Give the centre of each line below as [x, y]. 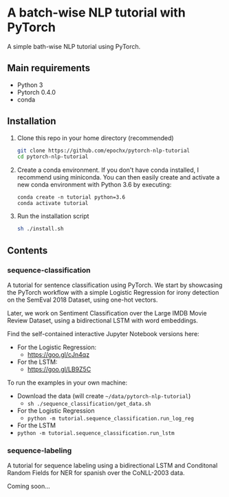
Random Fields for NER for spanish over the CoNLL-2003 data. [96, 473]
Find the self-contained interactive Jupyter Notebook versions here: [103, 333]
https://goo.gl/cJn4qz [58, 354]
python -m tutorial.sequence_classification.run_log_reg [111, 418]
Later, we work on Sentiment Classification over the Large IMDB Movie [107, 313]
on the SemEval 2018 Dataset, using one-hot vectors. [83, 300]
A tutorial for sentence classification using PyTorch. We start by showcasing [115, 285]
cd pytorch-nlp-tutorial [53, 157]
